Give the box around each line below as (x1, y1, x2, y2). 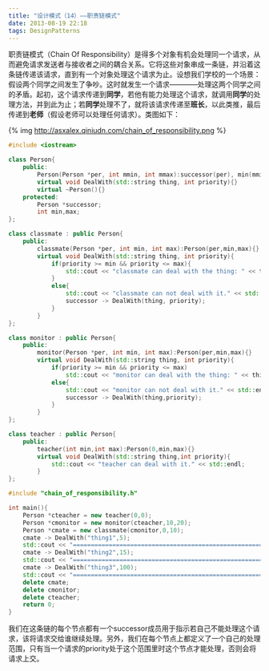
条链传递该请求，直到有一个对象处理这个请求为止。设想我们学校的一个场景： (8, 70, 261, 79)
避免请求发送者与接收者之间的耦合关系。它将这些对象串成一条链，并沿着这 (14, 59, 261, 69)
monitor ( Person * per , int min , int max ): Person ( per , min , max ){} (37, 349, 253, 357)
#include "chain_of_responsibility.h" (8, 490, 138, 498)
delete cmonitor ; (22, 586, 81, 594)
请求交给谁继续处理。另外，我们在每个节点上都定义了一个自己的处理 (35, 634, 261, 644)
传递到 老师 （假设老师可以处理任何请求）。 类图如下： (8, 110, 180, 119)
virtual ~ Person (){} (37, 185, 106, 193)
